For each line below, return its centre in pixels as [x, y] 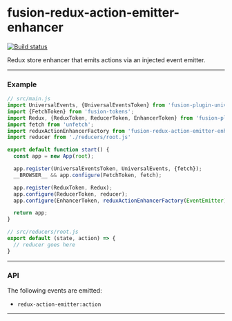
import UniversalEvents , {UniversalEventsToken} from [86, 105]
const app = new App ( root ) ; [54, 156]
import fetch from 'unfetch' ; [51, 125]
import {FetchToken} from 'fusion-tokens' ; [71, 111]
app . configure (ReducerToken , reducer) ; [71, 194]
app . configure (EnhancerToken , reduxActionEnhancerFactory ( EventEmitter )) [122, 201]
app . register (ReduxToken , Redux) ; [63, 187]
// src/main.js [29, 99]
